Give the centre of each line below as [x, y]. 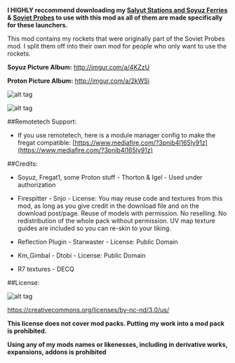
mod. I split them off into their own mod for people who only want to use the [117, 46]
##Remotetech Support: [42, 121]
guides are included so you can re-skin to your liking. [94, 228]
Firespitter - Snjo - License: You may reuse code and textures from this [120, 198]
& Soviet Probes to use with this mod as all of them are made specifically [115, 18]
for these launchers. [38, 25]
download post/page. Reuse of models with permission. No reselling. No [122, 213]
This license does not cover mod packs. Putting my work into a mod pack [116, 323]
